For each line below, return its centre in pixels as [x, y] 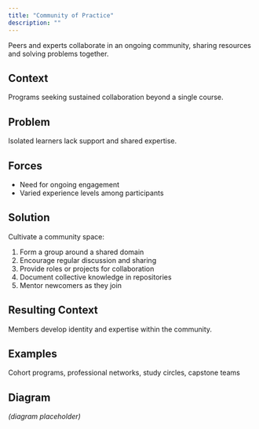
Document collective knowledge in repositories [95, 277]
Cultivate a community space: [56, 236]
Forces [26, 166]
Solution [29, 218]
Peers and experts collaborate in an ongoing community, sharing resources [130, 45]
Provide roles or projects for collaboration [87, 268]
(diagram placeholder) [44, 416]
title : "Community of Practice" [61, 15]
